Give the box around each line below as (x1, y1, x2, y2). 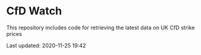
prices (6, 30, 22, 37)
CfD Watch (6, 4, 63, 18)
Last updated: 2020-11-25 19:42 (6, 42, 86, 49)
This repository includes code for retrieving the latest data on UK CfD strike (6, 24, 196, 31)
